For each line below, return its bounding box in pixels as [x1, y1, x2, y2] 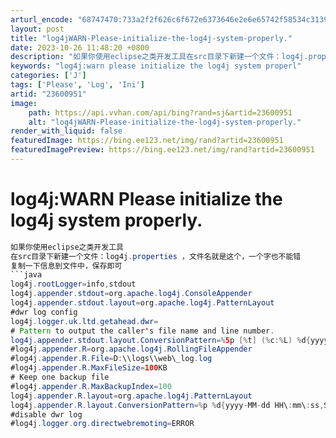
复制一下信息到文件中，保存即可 [10, 261, 123, 271]
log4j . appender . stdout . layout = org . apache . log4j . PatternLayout [10, 298, 275, 308]
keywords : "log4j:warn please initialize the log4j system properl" [10, 61, 302, 71]
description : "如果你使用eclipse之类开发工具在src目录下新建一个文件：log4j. [10, 52, 309, 62]
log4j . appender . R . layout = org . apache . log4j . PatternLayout [10, 391, 253, 401]
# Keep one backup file [10, 372, 110, 383]
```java [10, 270, 43, 280]
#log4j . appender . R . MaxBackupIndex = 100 [10, 381, 172, 391]
